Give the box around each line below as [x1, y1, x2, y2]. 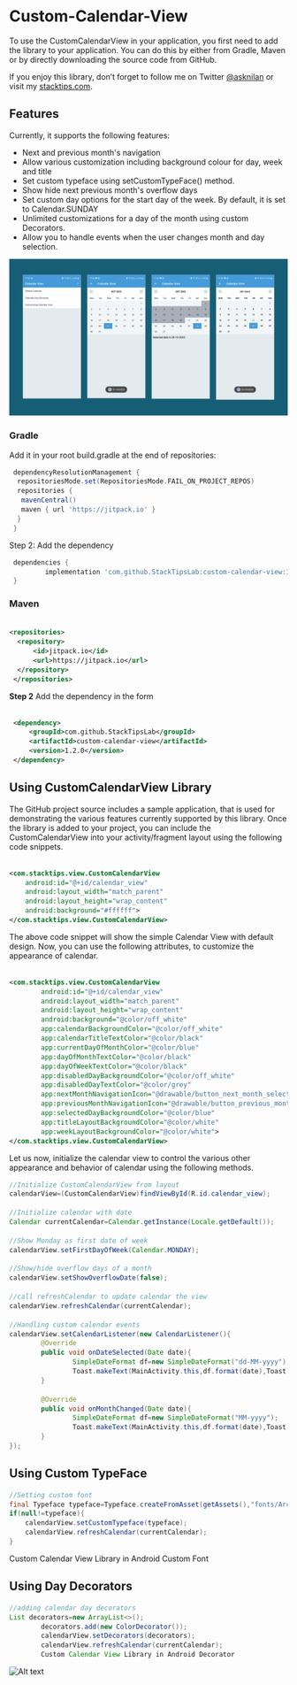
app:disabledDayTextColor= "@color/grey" [41, 1081, 192, 1089]
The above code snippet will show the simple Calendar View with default [9, 931, 274, 942]
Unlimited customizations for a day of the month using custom [21, 212, 249, 223]
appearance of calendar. [9, 950, 99, 961]
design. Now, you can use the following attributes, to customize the [9, 941, 255, 951]
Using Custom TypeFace [9, 1466, 148, 1481]
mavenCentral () [20, 496, 77, 505]
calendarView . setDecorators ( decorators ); [41, 1631, 196, 1641]
